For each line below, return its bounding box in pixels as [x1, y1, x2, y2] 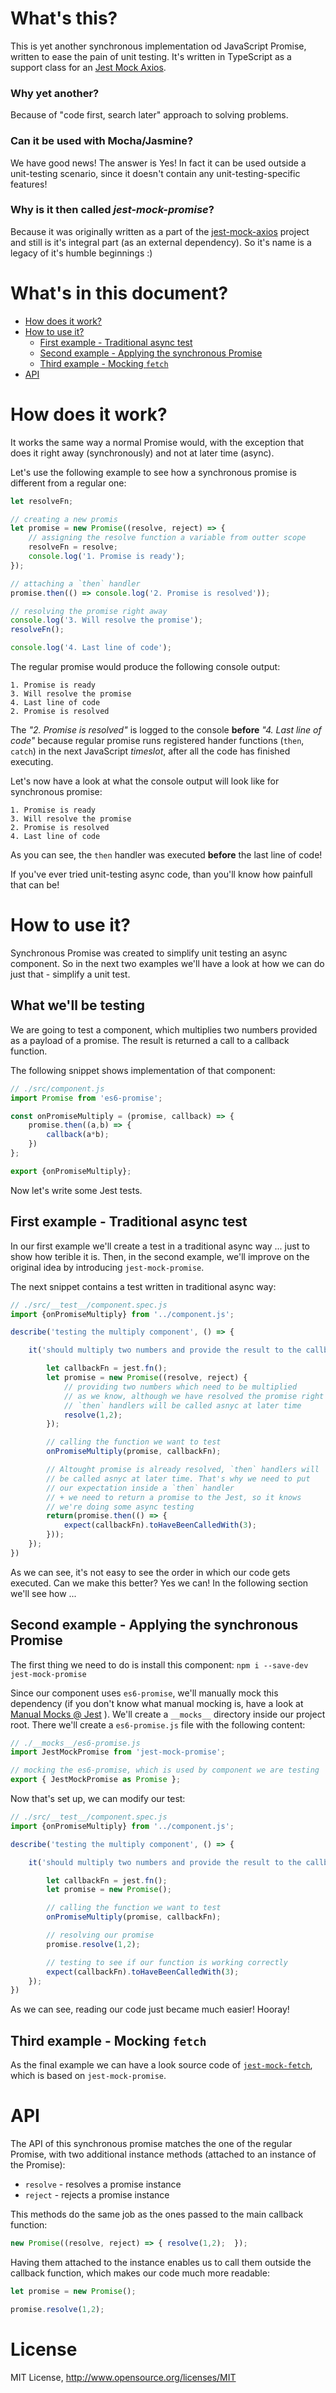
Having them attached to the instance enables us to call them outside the [10, 2256, 312, 2268]
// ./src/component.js [10, 1083, 105, 1094]
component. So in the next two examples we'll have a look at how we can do [10, 958, 325, 970]
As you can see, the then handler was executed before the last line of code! [10, 849, 323, 861]
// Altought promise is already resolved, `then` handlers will [46, 1465, 320, 1475]
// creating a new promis [10, 514, 118, 524]
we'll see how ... [10, 1587, 77, 1599]
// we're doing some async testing [46, 1502, 195, 1512]
